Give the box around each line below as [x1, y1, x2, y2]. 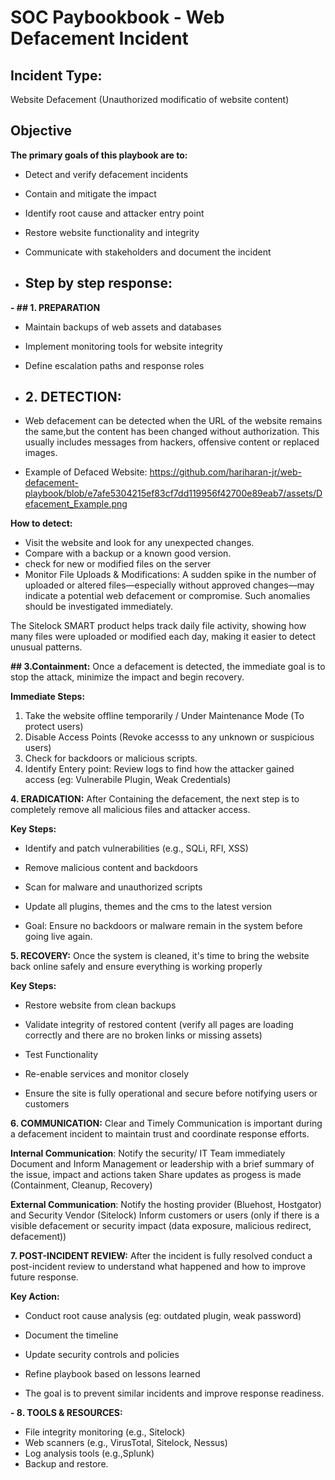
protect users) [24, 721, 84, 733]
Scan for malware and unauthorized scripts [24, 881, 203, 893]
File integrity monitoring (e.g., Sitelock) [24, 1426, 186, 1438]
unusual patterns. [10, 641, 83, 653]
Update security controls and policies [24, 1349, 180, 1361]
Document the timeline [24, 1329, 119, 1341]
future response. [10, 1271, 79, 1283]
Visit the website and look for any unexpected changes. [24, 537, 255, 549]
